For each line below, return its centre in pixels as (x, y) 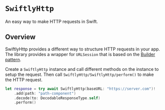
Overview (21, 37)
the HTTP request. (24, 80)
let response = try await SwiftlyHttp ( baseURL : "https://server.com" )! (80, 89)
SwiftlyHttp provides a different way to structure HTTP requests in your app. (83, 49)
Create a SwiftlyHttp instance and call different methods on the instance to (82, 69)
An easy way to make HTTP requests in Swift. (51, 21)
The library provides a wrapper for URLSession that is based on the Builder (80, 54)
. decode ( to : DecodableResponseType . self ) (57, 98)
